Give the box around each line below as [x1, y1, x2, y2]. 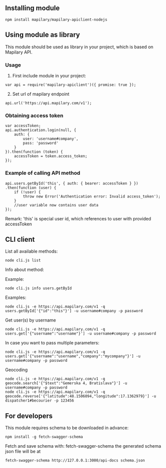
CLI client [5, 235, 35, 244]
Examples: [5, 295, 26, 301]
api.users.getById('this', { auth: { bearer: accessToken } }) [5, 181, 139, 186]
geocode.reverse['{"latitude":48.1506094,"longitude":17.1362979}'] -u [5, 394, 156, 399]
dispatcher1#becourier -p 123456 [5, 398, 74, 403]
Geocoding [5, 367, 28, 373]
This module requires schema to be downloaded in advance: [5, 425, 129, 431]
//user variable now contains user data [14, 202, 99, 207]
